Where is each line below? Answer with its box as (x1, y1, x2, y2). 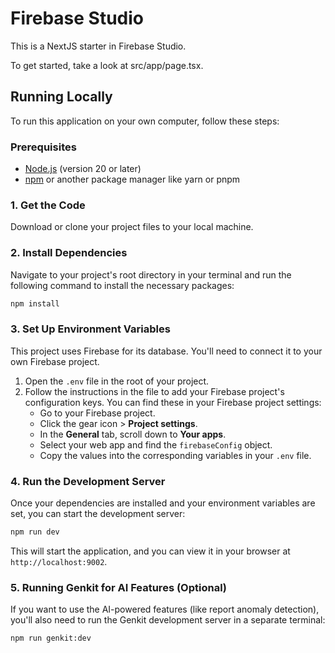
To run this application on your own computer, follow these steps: (10, 115, 280, 127)
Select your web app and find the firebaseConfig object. (39, 438, 273, 451)
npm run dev (10, 527, 60, 537)
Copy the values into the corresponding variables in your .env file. (39, 449, 312, 461)
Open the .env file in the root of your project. (24, 375, 210, 387)
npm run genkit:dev (10, 633, 92, 644)
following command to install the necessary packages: (10, 279, 235, 291)
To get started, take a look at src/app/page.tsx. (10, 59, 204, 71)
